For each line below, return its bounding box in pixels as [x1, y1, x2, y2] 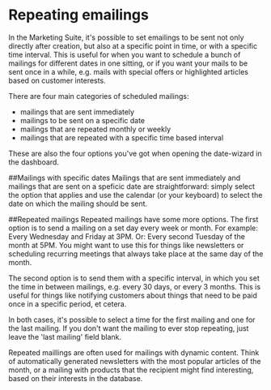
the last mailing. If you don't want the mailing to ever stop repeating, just [8, 323, 249, 333]
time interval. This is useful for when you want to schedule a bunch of [8, 49, 241, 59]
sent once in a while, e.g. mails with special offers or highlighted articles [8, 66, 249, 76]
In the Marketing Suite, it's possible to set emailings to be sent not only [8, 32, 244, 42]
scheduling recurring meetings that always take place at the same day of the [8, 249, 264, 259]
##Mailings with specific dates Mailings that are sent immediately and [8, 173, 241, 182]
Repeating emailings [8, 6, 150, 24]
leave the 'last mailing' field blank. [8, 332, 122, 341]
